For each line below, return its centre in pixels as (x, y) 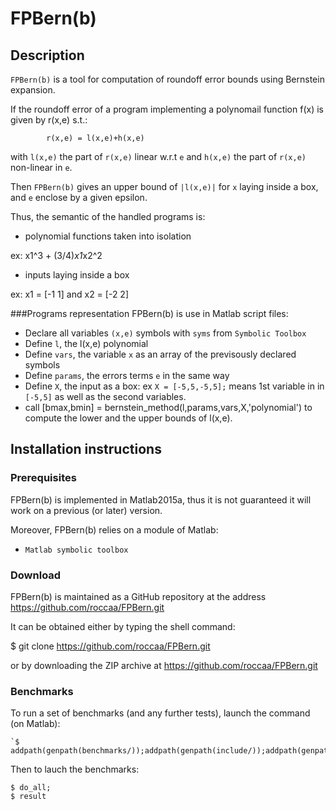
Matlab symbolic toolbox (76, 550)
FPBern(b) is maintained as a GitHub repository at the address (138, 596)
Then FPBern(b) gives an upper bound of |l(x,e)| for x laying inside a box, (164, 186)
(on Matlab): (35, 724)
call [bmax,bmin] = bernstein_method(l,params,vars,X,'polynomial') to (168, 407)
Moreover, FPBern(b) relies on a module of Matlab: (114, 529)
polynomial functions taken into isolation (108, 236)
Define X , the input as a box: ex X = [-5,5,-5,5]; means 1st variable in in (174, 386)
